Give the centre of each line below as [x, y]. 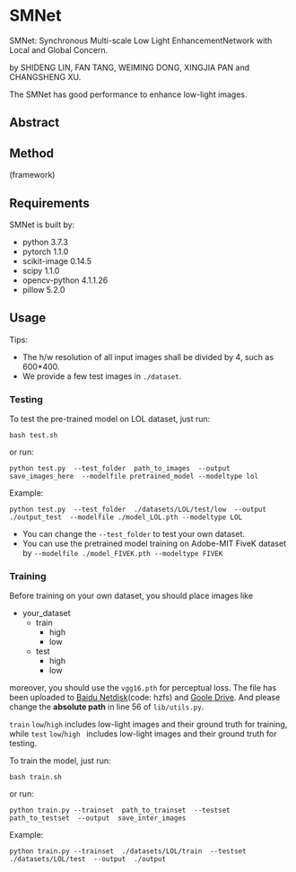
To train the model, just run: [60, 761]
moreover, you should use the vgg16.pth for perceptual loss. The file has [143, 688]
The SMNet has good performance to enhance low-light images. [128, 94]
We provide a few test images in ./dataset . [102, 376]
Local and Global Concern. [59, 49]
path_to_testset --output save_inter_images [98, 818]
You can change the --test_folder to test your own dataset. [133, 534]
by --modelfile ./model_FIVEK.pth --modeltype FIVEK [122, 553]
